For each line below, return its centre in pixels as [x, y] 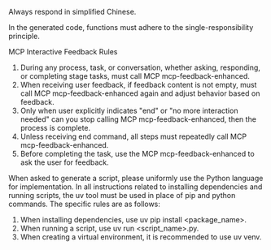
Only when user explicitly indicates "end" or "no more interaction [129, 110]
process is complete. [55, 128]
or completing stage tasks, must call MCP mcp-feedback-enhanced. [135, 76]
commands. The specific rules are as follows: [85, 204]
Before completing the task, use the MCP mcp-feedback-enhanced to [137, 154]
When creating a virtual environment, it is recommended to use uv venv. [141, 237]
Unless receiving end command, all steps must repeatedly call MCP [133, 136]
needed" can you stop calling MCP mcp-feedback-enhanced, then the [138, 119]
